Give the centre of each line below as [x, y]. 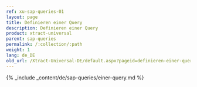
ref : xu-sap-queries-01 [35, 11]
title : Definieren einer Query [44, 22]
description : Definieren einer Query [52, 28]
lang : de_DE [21, 55]
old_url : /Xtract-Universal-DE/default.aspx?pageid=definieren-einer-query [101, 61]
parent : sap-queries [31, 39]
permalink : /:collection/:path [44, 45]
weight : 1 [18, 50]
